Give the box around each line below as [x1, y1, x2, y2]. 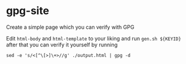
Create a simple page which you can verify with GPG [6, 23, 135, 31]
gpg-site [6, 4, 50, 18]
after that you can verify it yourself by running [6, 41, 118, 48]
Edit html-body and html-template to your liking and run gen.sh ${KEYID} [6, 35, 181, 42]
